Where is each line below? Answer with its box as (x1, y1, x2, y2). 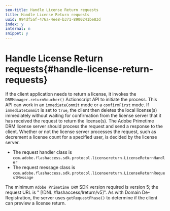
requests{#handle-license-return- (5, 64, 154, 75)
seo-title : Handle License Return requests (5, 7, 99, 13)
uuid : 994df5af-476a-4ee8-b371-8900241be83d (5, 17, 101, 22)
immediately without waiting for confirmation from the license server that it (5, 112, 161, 118)
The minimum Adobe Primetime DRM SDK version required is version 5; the (5, 184, 159, 190)
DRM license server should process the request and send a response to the (5, 123, 163, 129)
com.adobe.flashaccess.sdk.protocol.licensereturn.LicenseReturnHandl (12, 155, 165, 160)
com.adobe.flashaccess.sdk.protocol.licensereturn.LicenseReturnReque (12, 171, 165, 176)
